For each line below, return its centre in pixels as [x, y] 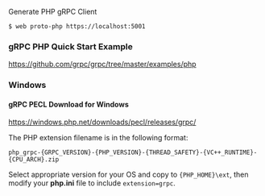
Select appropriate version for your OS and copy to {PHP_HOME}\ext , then [128, 175]
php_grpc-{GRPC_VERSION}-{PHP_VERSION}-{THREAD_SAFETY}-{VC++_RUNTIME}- [133, 152]
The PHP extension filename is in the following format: [98, 138]
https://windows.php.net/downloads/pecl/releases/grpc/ [102, 122]
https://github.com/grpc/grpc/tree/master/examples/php [102, 65]
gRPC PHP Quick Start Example [70, 46]
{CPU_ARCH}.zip [34, 160]
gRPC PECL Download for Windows [68, 104]
